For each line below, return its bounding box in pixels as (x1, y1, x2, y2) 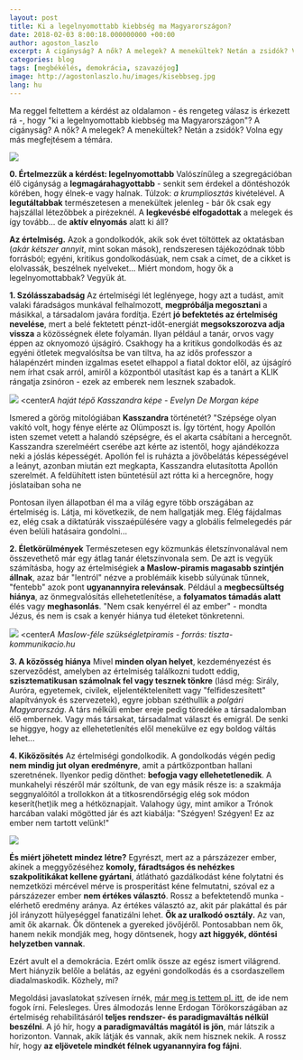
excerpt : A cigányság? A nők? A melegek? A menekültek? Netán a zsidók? (9, 47, 289, 56)
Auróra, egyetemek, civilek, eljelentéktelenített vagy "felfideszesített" (9, 684, 266, 695)
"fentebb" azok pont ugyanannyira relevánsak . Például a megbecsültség (9, 581, 285, 592)
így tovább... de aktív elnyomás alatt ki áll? (9, 216, 169, 227)
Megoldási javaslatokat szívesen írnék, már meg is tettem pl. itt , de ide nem (9, 992, 289, 1003)
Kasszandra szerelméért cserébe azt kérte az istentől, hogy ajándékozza (9, 441, 280, 451)
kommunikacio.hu (9, 638, 76, 649)
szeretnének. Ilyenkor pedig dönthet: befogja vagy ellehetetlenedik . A (9, 769, 272, 780)
